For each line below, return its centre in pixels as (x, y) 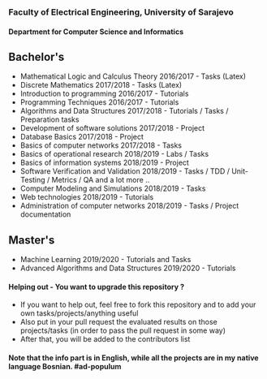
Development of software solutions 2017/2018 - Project (112, 128)
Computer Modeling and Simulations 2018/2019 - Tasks (113, 188)
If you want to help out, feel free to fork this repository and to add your (138, 305)
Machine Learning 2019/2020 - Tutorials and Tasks (106, 260)
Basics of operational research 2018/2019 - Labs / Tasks (114, 154)
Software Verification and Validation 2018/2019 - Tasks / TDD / (125, 171)
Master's (32, 240)
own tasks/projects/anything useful (79, 313)
